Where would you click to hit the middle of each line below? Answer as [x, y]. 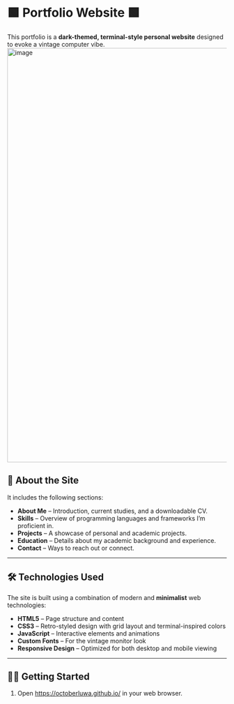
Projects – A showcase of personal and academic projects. [102, 533]
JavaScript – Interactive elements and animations [88, 633]
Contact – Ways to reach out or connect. [76, 548]
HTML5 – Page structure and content [70, 618]
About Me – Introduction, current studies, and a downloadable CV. [112, 511]
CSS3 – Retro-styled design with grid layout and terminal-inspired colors [122, 626]
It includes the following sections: [55, 497]
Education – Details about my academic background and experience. [117, 540]
